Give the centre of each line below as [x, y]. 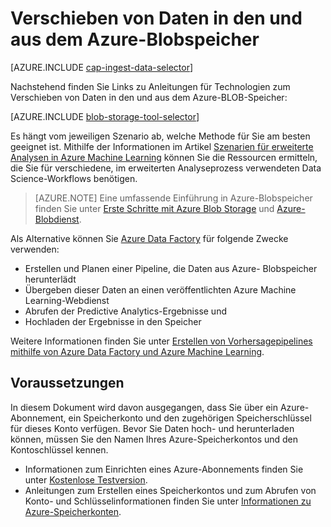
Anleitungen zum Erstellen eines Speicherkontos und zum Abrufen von [170, 490]
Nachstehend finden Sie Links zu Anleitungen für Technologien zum [150, 86]
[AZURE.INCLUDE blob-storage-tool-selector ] [105, 116]
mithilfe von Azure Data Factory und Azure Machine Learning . [137, 351]
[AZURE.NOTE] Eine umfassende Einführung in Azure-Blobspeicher [173, 198]
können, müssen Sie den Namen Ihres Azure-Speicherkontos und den [154, 439]
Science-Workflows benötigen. [74, 178]
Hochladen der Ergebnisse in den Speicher [113, 321]
